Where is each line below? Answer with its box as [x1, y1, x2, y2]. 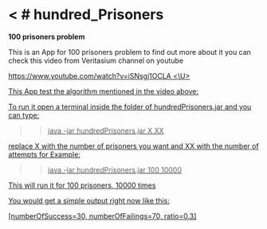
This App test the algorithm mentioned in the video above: [8, 86, 199, 96]
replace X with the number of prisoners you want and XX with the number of [8, 141, 259, 150]
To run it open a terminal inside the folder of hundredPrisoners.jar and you [8, 102, 252, 111]
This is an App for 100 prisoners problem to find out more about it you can [8, 47, 251, 56]
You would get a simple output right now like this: [8, 196, 170, 205]
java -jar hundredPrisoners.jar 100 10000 [47, 165, 182, 174]
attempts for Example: [8, 149, 81, 159]
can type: [8, 110, 40, 120]
